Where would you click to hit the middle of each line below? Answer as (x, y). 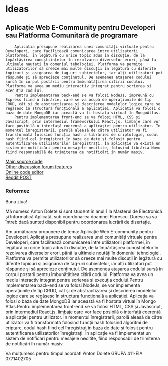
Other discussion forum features (39, 167)
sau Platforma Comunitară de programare (72, 35)
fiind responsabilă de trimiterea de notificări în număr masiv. (75, 152)
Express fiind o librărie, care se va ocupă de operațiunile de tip (78, 100)
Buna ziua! (16, 202)
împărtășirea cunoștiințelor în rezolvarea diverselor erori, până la (81, 60)
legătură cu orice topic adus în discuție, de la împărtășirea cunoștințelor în (82, 248)
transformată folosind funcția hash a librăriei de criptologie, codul (82, 135)
